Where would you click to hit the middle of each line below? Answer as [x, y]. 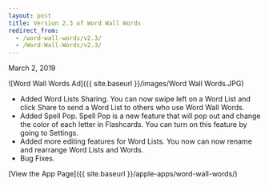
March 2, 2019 [32, 68]
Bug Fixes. [37, 158]
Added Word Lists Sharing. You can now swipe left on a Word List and [135, 99]
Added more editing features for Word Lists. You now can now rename [136, 141]
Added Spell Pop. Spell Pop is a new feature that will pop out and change [141, 116]
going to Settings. [49, 133]
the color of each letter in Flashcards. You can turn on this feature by [133, 125]
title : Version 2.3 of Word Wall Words [75, 23]
